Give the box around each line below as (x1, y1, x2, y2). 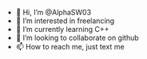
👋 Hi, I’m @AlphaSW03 (15, 8, 92, 17)
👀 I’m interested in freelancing (15, 16, 115, 26)
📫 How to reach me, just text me (15, 42, 125, 51)
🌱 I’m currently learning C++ (15, 25, 109, 33)
